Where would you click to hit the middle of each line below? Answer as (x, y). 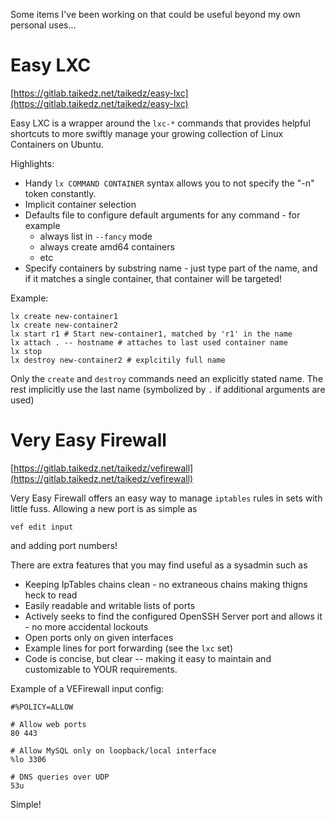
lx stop (26, 351)
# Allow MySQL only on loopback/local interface (113, 750)
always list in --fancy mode (96, 236)
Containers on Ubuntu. (57, 144)
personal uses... (43, 25)
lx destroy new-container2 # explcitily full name (118, 360)
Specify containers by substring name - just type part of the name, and (171, 268)
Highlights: (32, 163)
